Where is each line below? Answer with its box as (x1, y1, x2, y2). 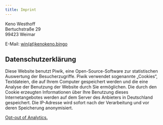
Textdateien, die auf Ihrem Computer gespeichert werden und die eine (5, 79, 148, 84)
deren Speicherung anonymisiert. (5, 105, 73, 111)
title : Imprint (5, 7, 37, 12)
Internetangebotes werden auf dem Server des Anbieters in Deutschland (5, 94, 153, 100)
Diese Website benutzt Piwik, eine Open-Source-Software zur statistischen (5, 68, 158, 74)
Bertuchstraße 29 (5, 26, 41, 32)
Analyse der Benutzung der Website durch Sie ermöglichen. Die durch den (5, 84, 157, 90)
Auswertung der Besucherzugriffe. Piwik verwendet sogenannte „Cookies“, (5, 74, 158, 80)
